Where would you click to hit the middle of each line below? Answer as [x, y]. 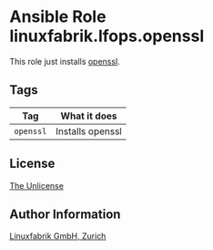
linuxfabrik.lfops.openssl [107, 36]
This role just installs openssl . [65, 61]
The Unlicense [36, 185]
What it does [89, 116]
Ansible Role [58, 17]
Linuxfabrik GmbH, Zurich [58, 236]
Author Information [65, 214]
